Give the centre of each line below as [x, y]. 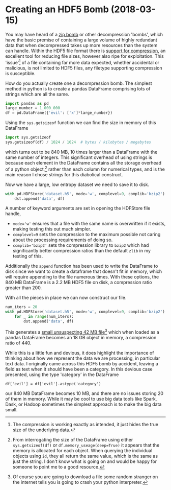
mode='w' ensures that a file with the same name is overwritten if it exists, [89, 224]
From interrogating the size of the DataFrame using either [73, 439]
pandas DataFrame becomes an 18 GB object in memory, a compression [81, 337]
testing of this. [28, 256]
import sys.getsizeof [28, 137]
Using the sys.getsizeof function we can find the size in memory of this [81, 123]
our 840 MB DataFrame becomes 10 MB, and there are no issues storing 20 [84, 393]
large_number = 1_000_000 [33, 108]
